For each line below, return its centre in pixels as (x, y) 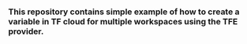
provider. (26, 31)
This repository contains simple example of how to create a (124, 12)
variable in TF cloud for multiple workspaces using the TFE (123, 21)
